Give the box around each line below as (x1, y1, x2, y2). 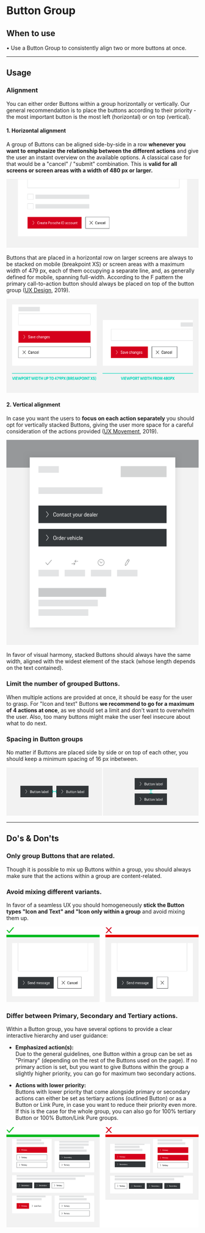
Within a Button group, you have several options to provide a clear (6, 1025, 173, 1033)
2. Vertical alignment (6, 401, 61, 408)
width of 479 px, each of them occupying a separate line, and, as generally (6, 267, 195, 274)
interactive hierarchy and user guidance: (6, 1032, 108, 1040)
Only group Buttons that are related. (6, 852, 115, 860)
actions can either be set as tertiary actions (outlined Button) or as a (15, 1095, 187, 1102)
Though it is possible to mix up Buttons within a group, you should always (6, 866, 191, 873)
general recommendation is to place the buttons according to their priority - (6, 107, 196, 114)
